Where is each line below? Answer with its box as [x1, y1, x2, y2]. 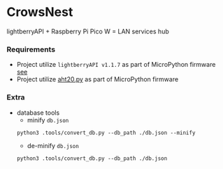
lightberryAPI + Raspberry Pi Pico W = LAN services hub [6, 27, 169, 35]
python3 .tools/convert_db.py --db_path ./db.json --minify [16, 129, 196, 136]
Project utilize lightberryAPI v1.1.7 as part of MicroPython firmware [16, 61, 216, 69]
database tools [16, 108, 60, 117]
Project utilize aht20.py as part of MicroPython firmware [16, 75, 179, 83]
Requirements [6, 45, 56, 54]
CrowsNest [6, 4, 73, 20]
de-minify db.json [27, 141, 80, 150]
